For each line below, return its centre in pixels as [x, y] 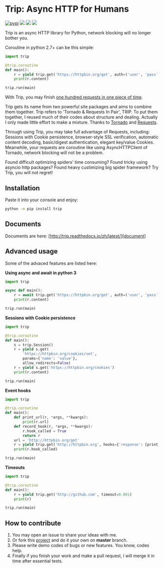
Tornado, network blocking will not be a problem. [54, 153]
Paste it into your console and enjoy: [41, 200]
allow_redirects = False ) [47, 363]
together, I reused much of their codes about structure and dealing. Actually [81, 117]
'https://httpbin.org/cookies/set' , [60, 354]
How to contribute [33, 523]
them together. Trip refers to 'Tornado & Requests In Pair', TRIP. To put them [82, 112]
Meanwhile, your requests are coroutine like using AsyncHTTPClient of [76, 148]
